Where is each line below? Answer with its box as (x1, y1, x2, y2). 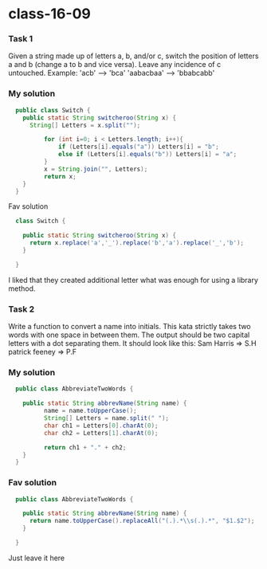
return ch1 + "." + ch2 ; (43, 443, 127, 451)
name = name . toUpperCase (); (43, 407, 137, 415)
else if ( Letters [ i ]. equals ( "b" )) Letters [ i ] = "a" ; (58, 151, 238, 159)
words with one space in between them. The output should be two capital (8, 330, 250, 339)
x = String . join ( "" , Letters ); (43, 165, 148, 173)
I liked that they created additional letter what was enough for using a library (8, 275, 259, 284)
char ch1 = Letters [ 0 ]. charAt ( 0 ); (43, 422, 159, 430)
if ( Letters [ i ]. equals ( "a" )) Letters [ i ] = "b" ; (58, 143, 219, 151)
